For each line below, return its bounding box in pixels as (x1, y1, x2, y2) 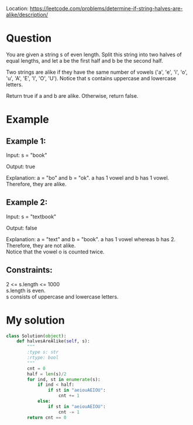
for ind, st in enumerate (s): (27, 376, 101, 382)
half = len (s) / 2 (27, 371, 67, 377)
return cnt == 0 (27, 414, 67, 420)
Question (6, 32, 51, 45)
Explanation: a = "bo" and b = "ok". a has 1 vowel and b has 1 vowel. (6, 174, 170, 181)
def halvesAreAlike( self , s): (16, 338, 91, 344)
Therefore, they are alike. (6, 180, 67, 187)
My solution (6, 313, 66, 327)
